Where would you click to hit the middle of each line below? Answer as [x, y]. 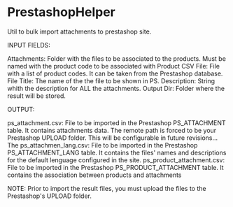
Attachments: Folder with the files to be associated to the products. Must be [116, 58]
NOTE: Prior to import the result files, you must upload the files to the [107, 188]
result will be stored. [37, 96]
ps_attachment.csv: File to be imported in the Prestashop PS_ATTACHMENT [116, 122]
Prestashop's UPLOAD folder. [50, 196]
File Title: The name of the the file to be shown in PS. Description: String [111, 80]
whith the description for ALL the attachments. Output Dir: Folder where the [116, 88]
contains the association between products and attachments [94, 175]
